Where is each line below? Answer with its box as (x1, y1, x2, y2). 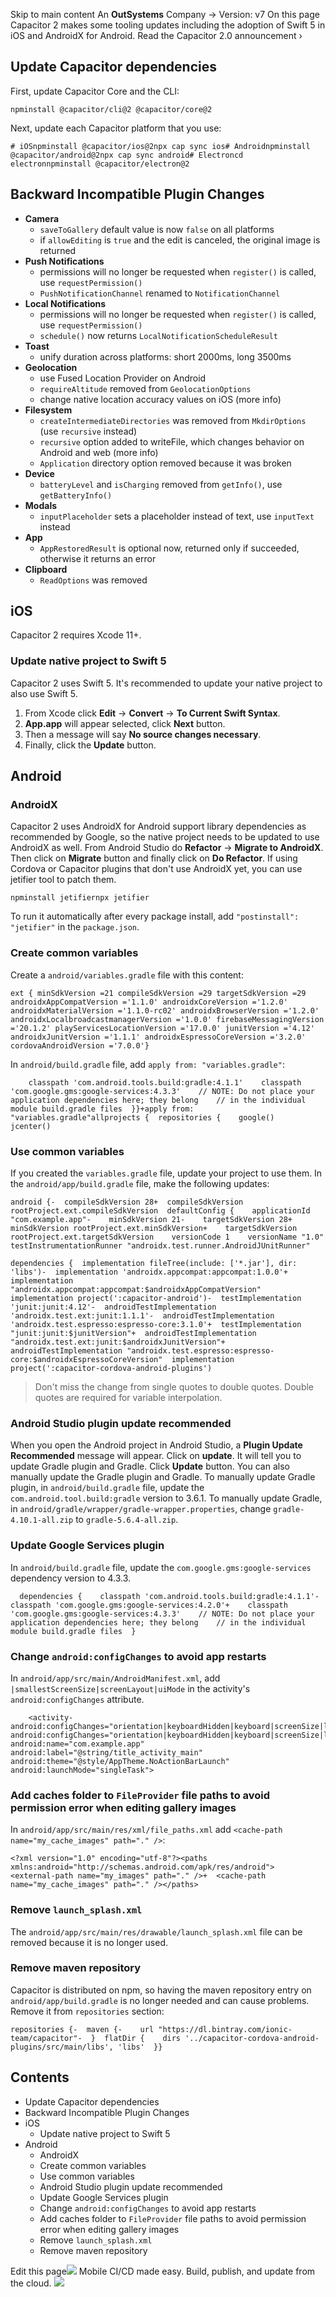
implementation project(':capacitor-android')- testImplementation (10, 1294, 302, 1304)
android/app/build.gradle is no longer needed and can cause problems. (10, 1994, 310, 2006)
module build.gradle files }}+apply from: (10, 1104, 195, 1114)
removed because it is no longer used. (10, 1936, 169, 1948)
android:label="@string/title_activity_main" (10, 1747, 203, 1758)
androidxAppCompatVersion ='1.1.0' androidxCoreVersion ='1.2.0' (10, 997, 288, 1007)
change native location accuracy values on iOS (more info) (39, 393, 282, 405)
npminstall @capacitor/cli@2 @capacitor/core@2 (10, 104, 213, 114)
